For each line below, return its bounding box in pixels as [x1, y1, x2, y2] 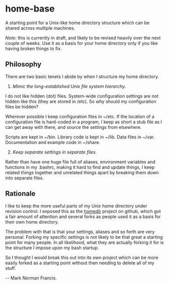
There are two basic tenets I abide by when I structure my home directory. [5, 74, 159, 80]
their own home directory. [5, 219, 59, 225]
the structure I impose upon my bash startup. [5, 245, 99, 251]
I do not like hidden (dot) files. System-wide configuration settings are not [5, 93, 159, 99]
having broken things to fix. [5, 45, 62, 51]
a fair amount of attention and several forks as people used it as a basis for [5, 213, 161, 220]
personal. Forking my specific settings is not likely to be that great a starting [5, 234, 163, 240]
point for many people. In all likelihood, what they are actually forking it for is [5, 239, 164, 245]
